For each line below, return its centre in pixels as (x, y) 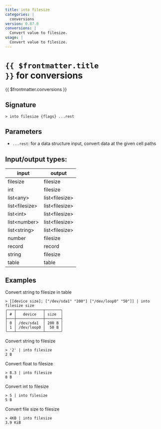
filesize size (20, 306)
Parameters (24, 132)
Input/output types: (36, 159)
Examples (21, 280)
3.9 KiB (13, 423)
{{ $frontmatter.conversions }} (36, 89)
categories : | (20, 14)
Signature (21, 105)
